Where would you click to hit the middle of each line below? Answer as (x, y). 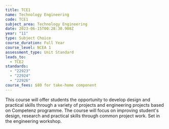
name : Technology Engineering (37, 15)
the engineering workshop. (34, 121)
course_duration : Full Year (35, 43)
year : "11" (17, 33)
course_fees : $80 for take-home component (51, 85)
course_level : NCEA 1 (28, 48)
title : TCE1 (18, 10)
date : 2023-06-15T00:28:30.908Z (39, 29)
